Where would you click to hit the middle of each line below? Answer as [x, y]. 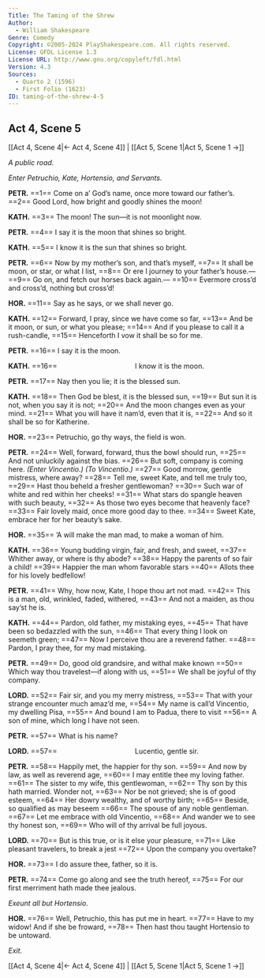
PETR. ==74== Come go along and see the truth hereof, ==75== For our [126, 880]
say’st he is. [27, 607]
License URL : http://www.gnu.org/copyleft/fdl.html [95, 60]
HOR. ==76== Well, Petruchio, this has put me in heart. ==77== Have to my [131, 919]
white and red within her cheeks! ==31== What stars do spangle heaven [125, 495]
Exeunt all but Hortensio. [48, 903]
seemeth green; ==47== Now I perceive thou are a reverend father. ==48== [132, 640]
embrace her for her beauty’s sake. [65, 520]
